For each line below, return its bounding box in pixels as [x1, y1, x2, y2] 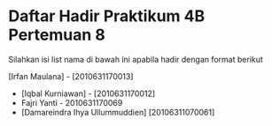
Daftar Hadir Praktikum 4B [8, 6, 206, 26]
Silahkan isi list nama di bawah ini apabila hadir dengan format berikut [8, 54, 263, 64]
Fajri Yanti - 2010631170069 [20, 97, 123, 107]
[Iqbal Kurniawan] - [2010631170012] [20, 88, 156, 99]
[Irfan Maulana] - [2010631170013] [8, 70, 134, 81]
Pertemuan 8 [8, 25, 105, 45]
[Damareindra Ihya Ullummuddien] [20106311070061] [20, 107, 215, 117]
